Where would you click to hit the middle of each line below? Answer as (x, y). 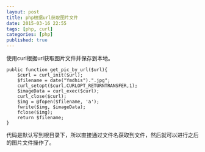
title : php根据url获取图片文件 (42, 18)
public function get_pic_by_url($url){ (57, 70)
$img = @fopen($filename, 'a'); (58, 102)
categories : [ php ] (30, 35)
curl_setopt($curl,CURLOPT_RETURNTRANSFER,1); (77, 86)
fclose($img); (35, 112)
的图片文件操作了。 (31, 143)
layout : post (23, 12)
